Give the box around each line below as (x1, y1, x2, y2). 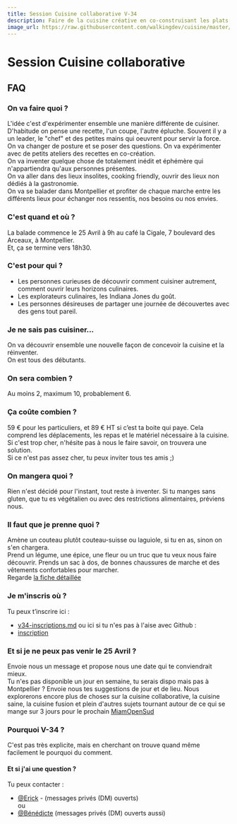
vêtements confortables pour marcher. (7, 566, 119, 574)
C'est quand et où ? (7, 212, 75, 222)
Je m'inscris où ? (7, 591, 67, 601)
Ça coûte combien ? (7, 407, 78, 417)
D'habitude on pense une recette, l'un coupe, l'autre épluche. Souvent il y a (7, 127, 227, 135)
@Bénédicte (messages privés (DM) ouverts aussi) (17, 809, 166, 818)
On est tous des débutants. (7, 356, 86, 364)
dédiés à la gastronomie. (7, 180, 79, 188)
